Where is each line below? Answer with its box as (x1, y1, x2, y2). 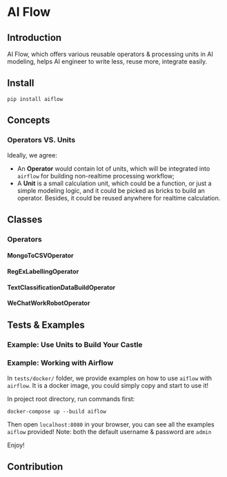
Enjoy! (7, 440, 26, 449)
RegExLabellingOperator (7, 268, 79, 275)
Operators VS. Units (7, 135, 76, 145)
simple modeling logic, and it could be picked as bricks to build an (17, 186, 206, 194)
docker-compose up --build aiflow (7, 408, 107, 415)
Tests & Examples (7, 319, 85, 330)
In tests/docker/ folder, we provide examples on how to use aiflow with (7, 374, 213, 382)
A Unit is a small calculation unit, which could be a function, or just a (17, 179, 212, 187)
